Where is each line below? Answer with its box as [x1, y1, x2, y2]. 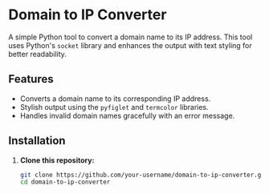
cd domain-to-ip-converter [19, 178, 111, 186]
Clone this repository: [19, 155, 95, 165]
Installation [8, 134, 66, 148]
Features [8, 72, 54, 86]
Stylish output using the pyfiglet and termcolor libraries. [19, 102, 209, 111]
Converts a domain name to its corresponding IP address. [19, 94, 211, 103]
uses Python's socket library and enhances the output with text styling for [8, 40, 253, 50]
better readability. [8, 49, 67, 59]
